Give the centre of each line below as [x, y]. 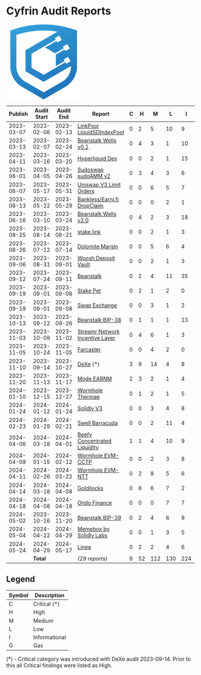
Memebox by [94, 529]
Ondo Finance [95, 503]
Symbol [19, 595]
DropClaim [90, 206]
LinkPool [88, 126]
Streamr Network [98, 332]
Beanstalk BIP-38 [99, 320]
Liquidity [88, 447]
